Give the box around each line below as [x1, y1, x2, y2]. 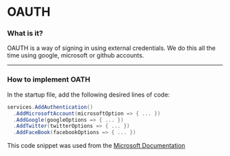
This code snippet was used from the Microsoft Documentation [7, 142, 186, 150]
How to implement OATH [7, 75, 90, 84]
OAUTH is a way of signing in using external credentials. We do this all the [7, 44, 216, 52]
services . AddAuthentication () [7, 103, 94, 110]
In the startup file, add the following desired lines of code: [7, 90, 170, 99]
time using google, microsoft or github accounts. [7, 51, 144, 60]
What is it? [7, 29, 43, 38]
